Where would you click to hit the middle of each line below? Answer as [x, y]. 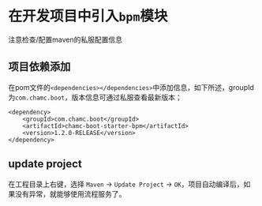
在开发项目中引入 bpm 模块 [88, 16]
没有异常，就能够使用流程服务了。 [70, 193]
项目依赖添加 [39, 67]
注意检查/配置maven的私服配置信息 [65, 39]
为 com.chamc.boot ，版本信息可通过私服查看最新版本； [95, 97]
